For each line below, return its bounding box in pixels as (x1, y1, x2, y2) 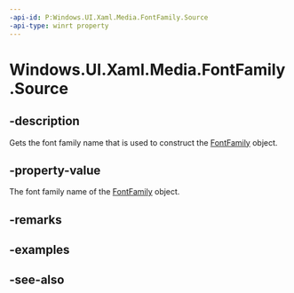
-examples (9, 242, 70, 257)
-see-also (9, 273, 65, 288)
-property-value (9, 162, 101, 178)
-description (9, 114, 80, 129)
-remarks (9, 212, 62, 227)
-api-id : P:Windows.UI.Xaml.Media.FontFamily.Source (9, 12, 209, 22)
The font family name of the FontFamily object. (9, 186, 180, 197)
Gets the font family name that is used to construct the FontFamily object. (9, 137, 278, 147)
